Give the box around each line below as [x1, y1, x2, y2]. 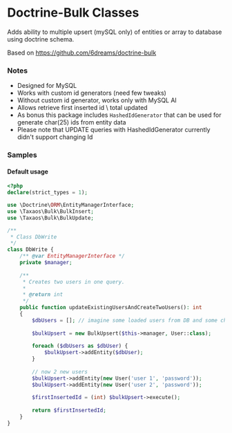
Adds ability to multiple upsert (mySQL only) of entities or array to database [7, 28, 222, 36]
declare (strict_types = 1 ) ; [7, 189, 88, 196]
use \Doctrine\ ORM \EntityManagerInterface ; [7, 202, 135, 209]
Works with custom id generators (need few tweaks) [17, 89, 167, 98]
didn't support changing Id [17, 133, 93, 141]
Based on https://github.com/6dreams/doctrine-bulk [7, 48, 157, 57]
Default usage [7, 167, 48, 176]
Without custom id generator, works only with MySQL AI [17, 96, 177, 104]
